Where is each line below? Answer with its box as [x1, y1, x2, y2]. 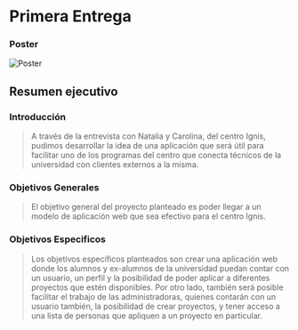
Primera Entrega [9, 6, 132, 27]
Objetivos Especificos [9, 233, 107, 245]
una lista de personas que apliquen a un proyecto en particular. [30, 310, 262, 321]
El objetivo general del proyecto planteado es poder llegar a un [30, 202, 262, 213]
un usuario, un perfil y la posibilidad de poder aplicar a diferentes [30, 272, 270, 283]
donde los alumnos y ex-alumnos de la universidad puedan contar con [30, 262, 290, 273]
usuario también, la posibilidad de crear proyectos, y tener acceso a [30, 301, 280, 311]
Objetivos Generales [9, 181, 100, 194]
